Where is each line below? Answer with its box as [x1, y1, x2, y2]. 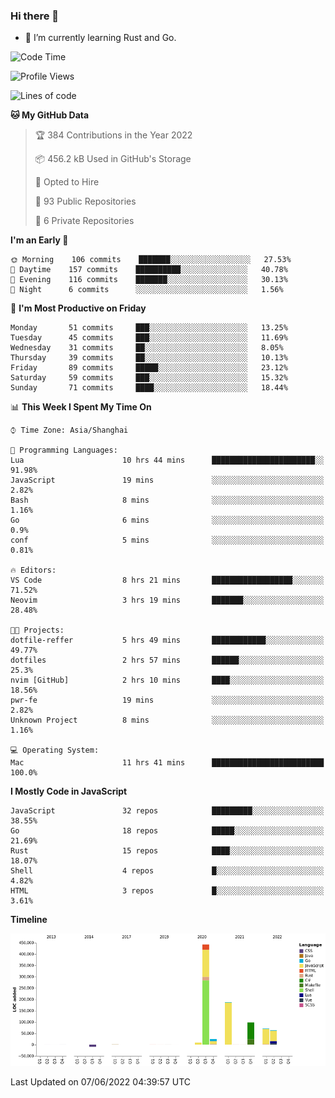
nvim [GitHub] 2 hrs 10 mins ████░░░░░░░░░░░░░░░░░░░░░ [10, 675, 325, 686]
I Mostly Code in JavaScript [10, 785, 128, 798]
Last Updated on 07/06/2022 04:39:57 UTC [10, 1075, 191, 1088]
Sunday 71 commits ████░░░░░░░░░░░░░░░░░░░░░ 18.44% [10, 383, 288, 393]
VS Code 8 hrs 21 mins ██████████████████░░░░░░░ [10, 575, 325, 586]
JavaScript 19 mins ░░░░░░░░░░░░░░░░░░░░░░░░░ [10, 475, 325, 486]
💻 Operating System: [10, 745, 100, 756]
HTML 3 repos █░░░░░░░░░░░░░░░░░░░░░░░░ [10, 886, 325, 896]
